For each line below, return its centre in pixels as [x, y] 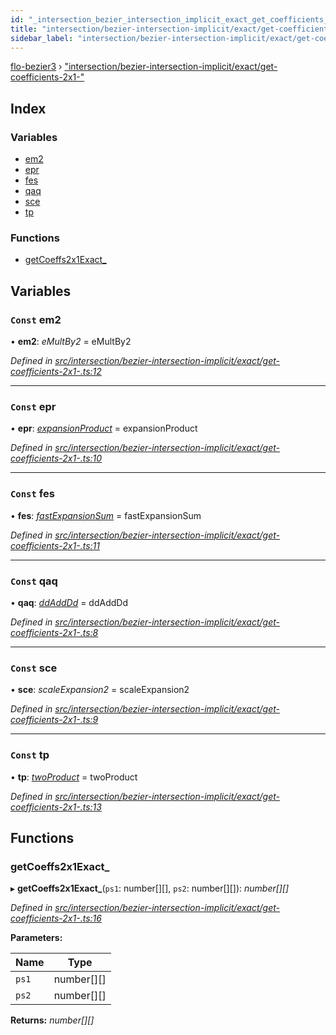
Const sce [34, 668]
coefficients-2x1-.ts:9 [54, 720]
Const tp [30, 755]
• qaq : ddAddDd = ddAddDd [69, 602]
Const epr [33, 406]
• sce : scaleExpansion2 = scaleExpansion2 [100, 690]
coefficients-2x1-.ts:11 [55, 545]
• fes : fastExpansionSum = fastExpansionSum [106, 515]
